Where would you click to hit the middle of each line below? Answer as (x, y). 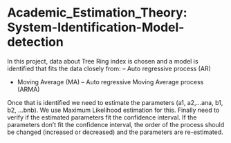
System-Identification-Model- (96, 27)
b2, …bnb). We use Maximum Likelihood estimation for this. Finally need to (113, 110)
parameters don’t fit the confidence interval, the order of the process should (116, 124)
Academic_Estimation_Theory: (98, 13)
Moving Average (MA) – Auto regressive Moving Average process (110, 82)
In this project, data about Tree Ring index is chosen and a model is (103, 61)
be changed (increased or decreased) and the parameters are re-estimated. (115, 132)
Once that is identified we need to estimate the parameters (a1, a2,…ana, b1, (115, 102)
